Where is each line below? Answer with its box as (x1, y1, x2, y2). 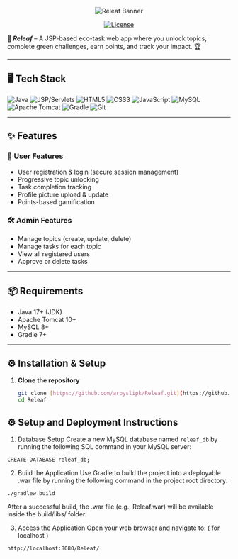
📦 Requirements (7, 285, 84, 297)
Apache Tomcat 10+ (17, 315, 76, 323)
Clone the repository (17, 376, 80, 384)
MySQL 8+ (17, 323, 50, 331)
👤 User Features (7, 151, 64, 161)
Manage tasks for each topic (17, 242, 101, 250)
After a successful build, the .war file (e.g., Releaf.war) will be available (7, 502, 214, 511)
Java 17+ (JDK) (17, 307, 62, 316)
